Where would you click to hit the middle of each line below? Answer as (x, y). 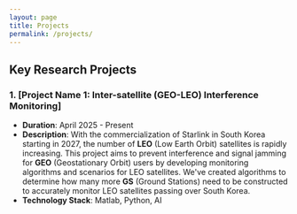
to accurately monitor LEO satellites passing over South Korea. (136, 191)
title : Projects (39, 26)
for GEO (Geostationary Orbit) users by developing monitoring (135, 163)
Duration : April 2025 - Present (78, 126)
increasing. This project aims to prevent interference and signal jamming (154, 153)
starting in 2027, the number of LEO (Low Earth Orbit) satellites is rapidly (154, 144)
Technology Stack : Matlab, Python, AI (92, 201)
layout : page (33, 17)
